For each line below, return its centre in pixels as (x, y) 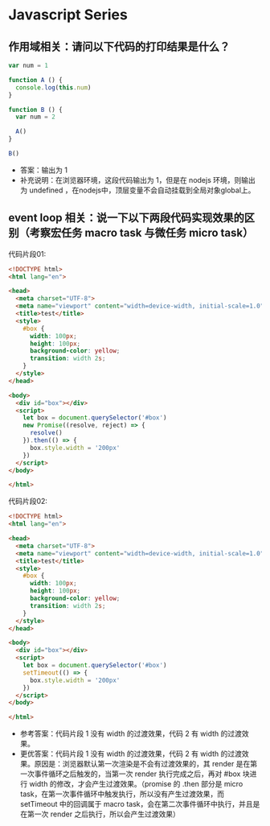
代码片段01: (27, 254)
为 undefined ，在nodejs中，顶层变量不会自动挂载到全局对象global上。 (137, 190)
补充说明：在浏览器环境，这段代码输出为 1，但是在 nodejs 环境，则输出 (137, 180)
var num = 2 (36, 117)
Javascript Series (68, 15)
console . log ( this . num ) (53, 87)
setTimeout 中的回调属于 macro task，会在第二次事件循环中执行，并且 (136, 804)
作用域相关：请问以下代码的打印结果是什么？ (119, 46)
